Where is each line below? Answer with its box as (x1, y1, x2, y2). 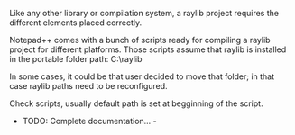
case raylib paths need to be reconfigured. (9, 81, 169, 91)
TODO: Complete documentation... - (22, 116, 158, 126)
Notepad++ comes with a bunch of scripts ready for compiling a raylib (9, 35, 271, 45)
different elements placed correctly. (9, 17, 143, 28)
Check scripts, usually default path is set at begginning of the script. (9, 98, 263, 109)
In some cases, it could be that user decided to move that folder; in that (9, 71, 275, 82)
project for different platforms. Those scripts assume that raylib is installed (9, 44, 287, 55)
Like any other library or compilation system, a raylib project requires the (9, 8, 280, 18)
